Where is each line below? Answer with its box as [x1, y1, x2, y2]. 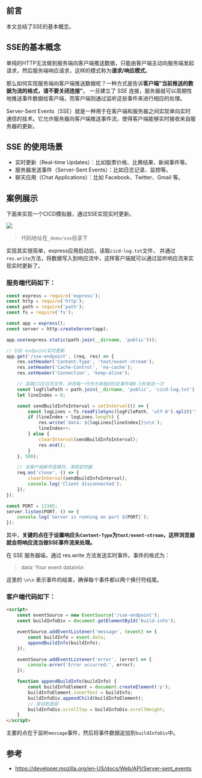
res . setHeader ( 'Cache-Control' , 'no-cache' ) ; [17, 365, 133, 371]
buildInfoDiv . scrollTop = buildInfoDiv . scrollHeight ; [28, 706, 165, 712]
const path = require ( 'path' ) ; [6, 304, 85, 310]
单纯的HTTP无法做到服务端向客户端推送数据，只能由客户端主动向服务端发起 [6, 59, 194, 66]
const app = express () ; [6, 321, 66, 327]
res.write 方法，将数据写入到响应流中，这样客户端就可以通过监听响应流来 [6, 255, 189, 262]
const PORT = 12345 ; [6, 503, 58, 509]
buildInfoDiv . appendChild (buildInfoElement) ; [28, 695, 144, 701]
